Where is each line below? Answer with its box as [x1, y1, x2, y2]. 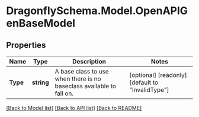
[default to [129, 78, 159, 86]
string [31, 78, 49, 86]
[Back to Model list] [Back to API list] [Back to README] [6, 105, 142, 111]
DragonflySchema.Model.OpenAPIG [6, 4, 188, 18]
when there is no [54, 75, 102, 83]
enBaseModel [6, 16, 76, 30]
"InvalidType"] [129, 86, 169, 93]
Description [72, 58, 107, 65]
